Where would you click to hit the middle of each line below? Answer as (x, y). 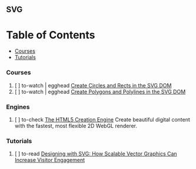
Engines (18, 107)
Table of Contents (51, 35)
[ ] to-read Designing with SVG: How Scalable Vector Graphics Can (96, 154)
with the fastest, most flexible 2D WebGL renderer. (76, 126)
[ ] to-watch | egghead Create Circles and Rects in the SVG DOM (93, 85)
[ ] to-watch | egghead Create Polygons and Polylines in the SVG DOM (100, 92)
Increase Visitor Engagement (50, 160)
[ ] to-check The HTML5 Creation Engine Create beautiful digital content (102, 119)
